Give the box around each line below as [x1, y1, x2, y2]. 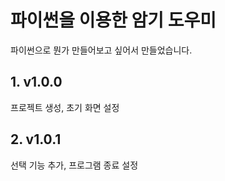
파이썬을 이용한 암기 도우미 [10, 9, 217, 32]
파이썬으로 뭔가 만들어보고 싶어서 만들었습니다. [10, 44, 193, 56]
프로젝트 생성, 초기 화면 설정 [10, 101, 120, 113]
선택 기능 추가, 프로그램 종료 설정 [10, 159, 139, 171]
